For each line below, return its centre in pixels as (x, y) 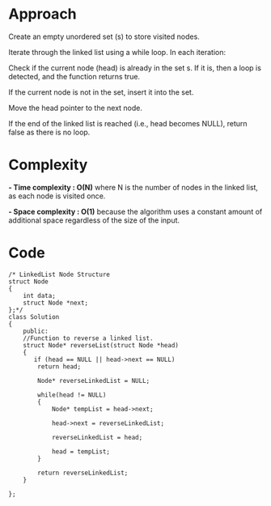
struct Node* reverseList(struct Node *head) (101, 345)
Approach (42, 14)
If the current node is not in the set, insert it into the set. (101, 92)
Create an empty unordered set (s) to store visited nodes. (104, 36)
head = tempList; (81, 451)
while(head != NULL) (72, 395)
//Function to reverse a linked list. (88, 338)
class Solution (34, 317)
